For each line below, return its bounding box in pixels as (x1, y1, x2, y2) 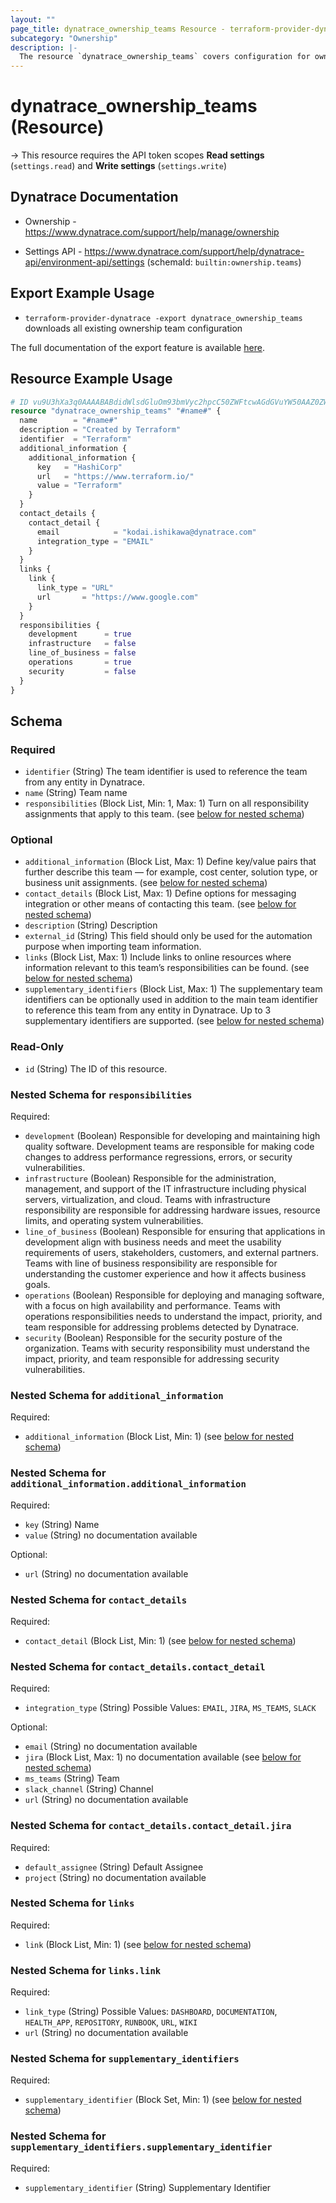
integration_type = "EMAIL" (36, 536, 155, 546)
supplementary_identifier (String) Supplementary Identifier (24, 2181, 272, 2193)
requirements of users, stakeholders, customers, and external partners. (24, 1247, 320, 1259)
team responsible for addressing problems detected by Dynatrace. (24, 1321, 300, 1333)
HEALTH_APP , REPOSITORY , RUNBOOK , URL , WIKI (24, 2016, 198, 2028)
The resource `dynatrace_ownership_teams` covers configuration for (19, 52, 311, 62)
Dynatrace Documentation (10, 189, 179, 206)
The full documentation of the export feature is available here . (10, 341, 265, 353)
